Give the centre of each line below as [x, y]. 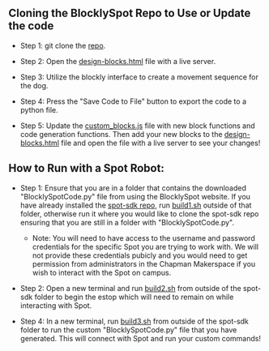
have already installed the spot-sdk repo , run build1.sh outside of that [136, 205]
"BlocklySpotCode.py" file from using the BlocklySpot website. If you [135, 196]
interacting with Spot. [56, 305]
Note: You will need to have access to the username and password [143, 238]
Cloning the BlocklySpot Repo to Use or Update [130, 13]
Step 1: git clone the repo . [63, 45]
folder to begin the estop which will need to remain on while [134, 297]
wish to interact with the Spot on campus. [102, 272]
